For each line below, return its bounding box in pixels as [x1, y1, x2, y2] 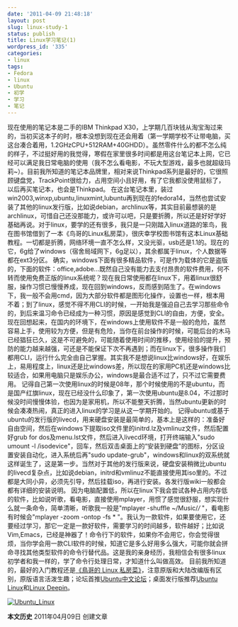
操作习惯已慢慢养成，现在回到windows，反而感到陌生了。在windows [19, 282, 221, 290]
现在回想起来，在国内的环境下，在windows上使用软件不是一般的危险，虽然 [7, 317, 226, 326]
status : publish [7, 30, 55, 38]
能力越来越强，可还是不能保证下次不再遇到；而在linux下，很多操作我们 [19, 344, 226, 353]
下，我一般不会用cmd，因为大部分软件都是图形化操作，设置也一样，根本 [7, 291, 219, 300]
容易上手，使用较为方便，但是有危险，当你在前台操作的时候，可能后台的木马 [7, 327, 231, 335]
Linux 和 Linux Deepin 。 [7, 583, 74, 592]
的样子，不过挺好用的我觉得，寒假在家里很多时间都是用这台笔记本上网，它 [7, 149, 225, 158]
